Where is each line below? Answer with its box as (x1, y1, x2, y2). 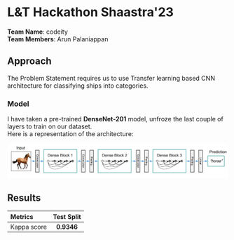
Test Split (53, 212, 82, 221)
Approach (7, 55, 52, 67)
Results (7, 192, 41, 204)
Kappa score (10, 222, 48, 231)
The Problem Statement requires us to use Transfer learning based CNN (7, 74, 216, 82)
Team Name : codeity (7, 27, 69, 36)
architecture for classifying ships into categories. (7, 81, 149, 90)
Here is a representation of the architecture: (7, 130, 134, 138)
